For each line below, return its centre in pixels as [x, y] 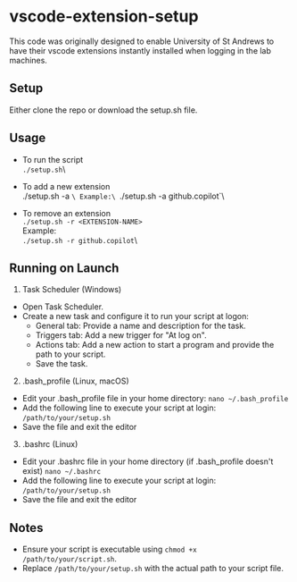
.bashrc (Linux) [50, 444]
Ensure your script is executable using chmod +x [110, 549]
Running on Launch [64, 268]
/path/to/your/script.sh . [70, 559]
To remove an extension [66, 213]
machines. [28, 60]
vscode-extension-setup [104, 17]
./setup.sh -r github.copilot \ [80, 240]
